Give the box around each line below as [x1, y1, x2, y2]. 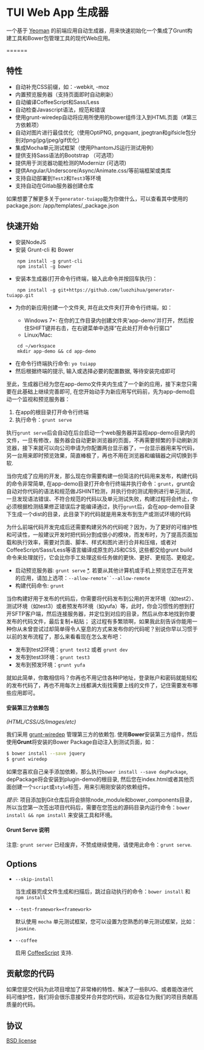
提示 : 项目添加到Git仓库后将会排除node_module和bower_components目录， [6, 796, 195, 803]
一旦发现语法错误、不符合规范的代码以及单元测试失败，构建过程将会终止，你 [6, 495, 198, 502]
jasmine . [15, 925, 36, 932]
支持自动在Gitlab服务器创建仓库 [15, 182, 94, 189]
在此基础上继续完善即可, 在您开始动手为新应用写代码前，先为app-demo [11, 388, 190, 395]
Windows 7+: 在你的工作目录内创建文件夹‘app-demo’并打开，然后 [24, 317, 189, 324]
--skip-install [15, 876, 54, 883]
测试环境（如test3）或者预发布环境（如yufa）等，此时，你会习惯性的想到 [6, 602, 190, 609]
